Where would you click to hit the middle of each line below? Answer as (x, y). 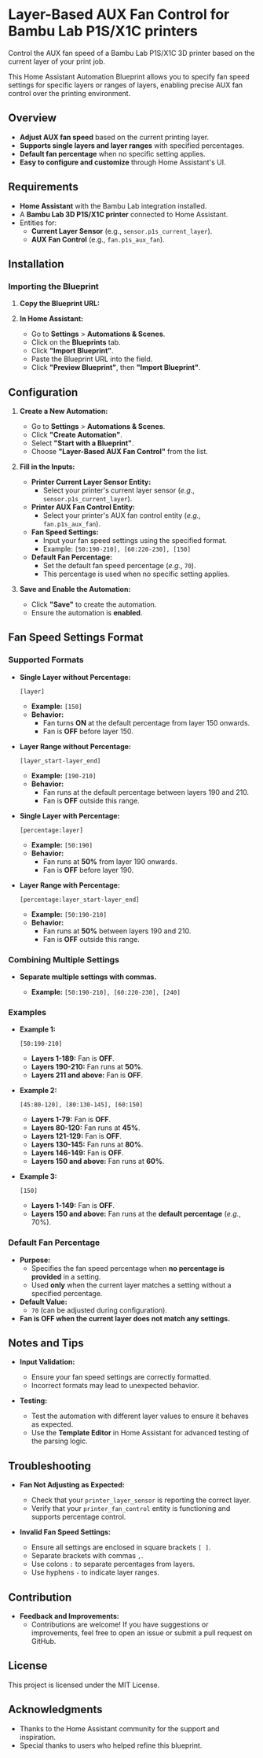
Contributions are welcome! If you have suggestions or (120, 1625)
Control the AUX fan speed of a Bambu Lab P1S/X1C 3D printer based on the (131, 53)
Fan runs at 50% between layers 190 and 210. (117, 931)
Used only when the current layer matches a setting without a (131, 1285)
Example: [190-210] (64, 775)
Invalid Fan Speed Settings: (65, 1532)
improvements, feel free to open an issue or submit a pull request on (142, 1633)
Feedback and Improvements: (69, 1616)
